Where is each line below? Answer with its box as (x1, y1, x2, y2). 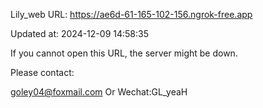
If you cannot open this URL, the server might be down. (10, 47, 238, 59)
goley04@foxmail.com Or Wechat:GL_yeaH (10, 86, 188, 98)
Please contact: (10, 67, 75, 78)
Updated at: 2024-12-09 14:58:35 (10, 28, 149, 39)
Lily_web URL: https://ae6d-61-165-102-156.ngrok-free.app (10, 9, 253, 20)
